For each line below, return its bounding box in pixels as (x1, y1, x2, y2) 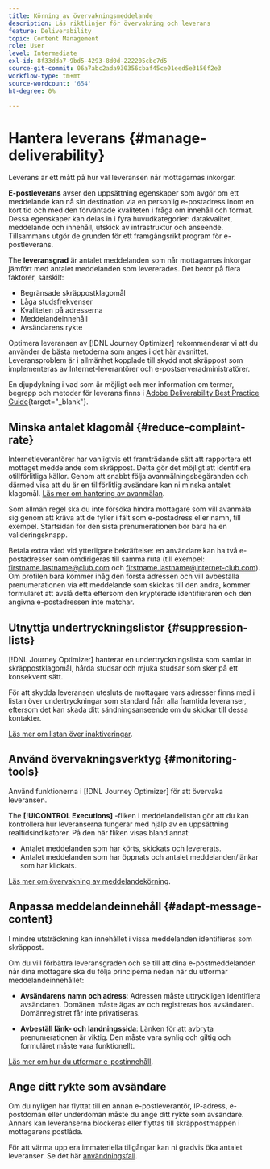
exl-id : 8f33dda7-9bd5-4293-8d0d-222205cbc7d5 (8, 57, 168, 65)
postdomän (8, 1110, 47, 1120)
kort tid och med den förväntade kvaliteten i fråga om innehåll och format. (8, 205, 254, 215)
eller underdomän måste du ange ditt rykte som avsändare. (48, 1110, 244, 1120)
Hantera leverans (8, 128, 127, 147)
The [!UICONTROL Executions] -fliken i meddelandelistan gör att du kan (8, 810, 250, 820)
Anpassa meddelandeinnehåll (8, 900, 162, 914)
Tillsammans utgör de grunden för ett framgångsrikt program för (8, 231, 222, 241)
